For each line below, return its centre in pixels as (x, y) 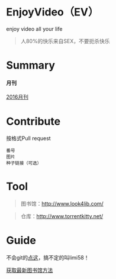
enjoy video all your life (34, 29)
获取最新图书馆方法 (30, 270)
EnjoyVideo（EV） (52, 12)
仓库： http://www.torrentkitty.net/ (62, 216)
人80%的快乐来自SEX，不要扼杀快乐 (65, 41)
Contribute (33, 121)
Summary (30, 65)
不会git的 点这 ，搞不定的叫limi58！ (48, 258)
